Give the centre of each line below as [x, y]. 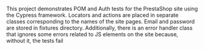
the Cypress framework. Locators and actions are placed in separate [92, 15]
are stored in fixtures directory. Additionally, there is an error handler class [100, 28]
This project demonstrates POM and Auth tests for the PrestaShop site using [102, 9]
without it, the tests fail [35, 41]
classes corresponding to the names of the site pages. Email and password [100, 21]
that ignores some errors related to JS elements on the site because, [92, 34]
